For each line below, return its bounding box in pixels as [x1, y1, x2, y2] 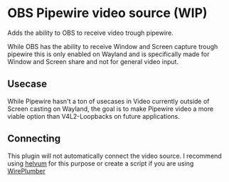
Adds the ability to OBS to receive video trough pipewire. [7, 28, 174, 37]
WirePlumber [7, 166, 46, 175]
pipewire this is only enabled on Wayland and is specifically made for [7, 50, 210, 58]
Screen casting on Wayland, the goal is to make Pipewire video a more [7, 105, 214, 113]
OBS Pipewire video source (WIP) [7, 5, 208, 21]
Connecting [7, 133, 61, 145]
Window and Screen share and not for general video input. [7, 57, 179, 65]
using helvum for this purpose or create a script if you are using [7, 159, 194, 168]
